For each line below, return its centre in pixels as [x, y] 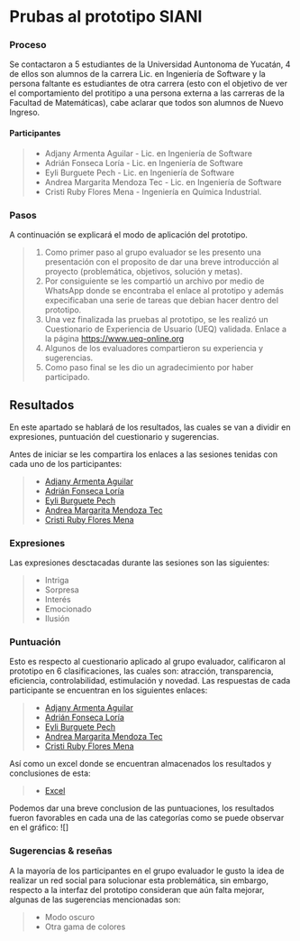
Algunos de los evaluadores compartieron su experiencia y [154, 348]
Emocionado [68, 609]
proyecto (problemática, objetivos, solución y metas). [144, 271]
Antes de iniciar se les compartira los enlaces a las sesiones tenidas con [144, 454]
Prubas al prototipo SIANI [106, 17]
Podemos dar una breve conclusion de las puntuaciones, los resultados [142, 808]
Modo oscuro [70, 917]
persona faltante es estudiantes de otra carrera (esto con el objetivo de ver [149, 84]
